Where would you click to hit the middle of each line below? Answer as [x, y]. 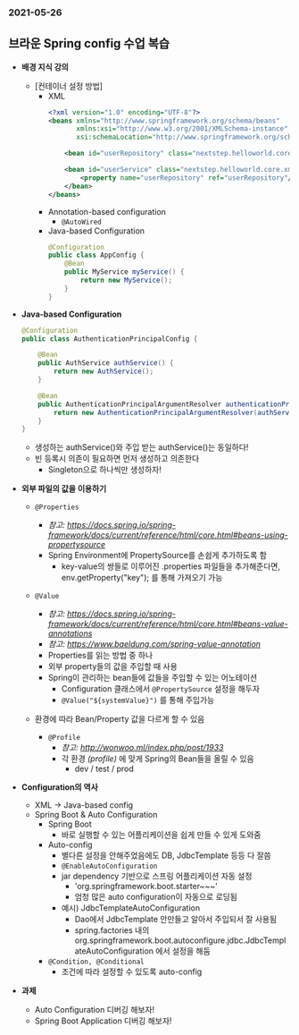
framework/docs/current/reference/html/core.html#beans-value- [168, 624]
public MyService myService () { [125, 272]
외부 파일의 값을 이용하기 [64, 488]
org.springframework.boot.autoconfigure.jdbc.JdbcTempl [180, 940]
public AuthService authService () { [106, 363]
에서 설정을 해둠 [183, 951]
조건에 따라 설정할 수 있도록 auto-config [132, 971]
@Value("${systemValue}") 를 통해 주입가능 [138, 700]
